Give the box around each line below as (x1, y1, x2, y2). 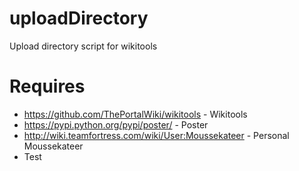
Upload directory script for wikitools (9, 40, 158, 52)
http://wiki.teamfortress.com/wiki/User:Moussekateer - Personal (23, 129, 290, 141)
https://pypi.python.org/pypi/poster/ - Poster (23, 118, 209, 131)
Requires (9, 75, 86, 98)
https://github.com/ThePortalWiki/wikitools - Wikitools (23, 108, 248, 120)
